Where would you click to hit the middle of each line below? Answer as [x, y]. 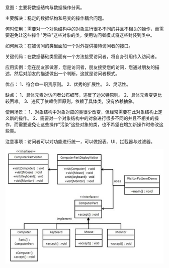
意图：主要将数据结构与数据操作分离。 [45, 7]
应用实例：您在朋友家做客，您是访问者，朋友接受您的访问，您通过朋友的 [80, 67]
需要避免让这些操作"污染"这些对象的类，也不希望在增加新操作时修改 [89, 124]
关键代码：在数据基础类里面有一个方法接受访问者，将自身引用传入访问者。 [82, 56]
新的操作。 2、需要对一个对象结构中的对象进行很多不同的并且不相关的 [82, 118]
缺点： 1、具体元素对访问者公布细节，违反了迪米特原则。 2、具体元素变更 [81, 95]
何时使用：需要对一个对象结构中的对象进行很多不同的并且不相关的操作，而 [82, 29]
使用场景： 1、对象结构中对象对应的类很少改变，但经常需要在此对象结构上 [82, 112]
